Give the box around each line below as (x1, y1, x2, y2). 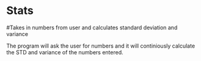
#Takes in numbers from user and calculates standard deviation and (6, 24, 178, 31)
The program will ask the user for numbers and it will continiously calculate (6, 42, 196, 49)
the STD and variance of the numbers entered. (6, 48, 123, 56)
